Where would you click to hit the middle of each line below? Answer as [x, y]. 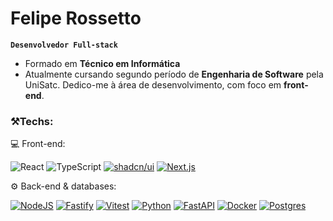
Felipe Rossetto [76, 18]
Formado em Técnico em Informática [102, 63]
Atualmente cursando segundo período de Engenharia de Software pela [174, 74]
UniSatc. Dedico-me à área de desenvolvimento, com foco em [153, 84]
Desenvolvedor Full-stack [64, 45]
